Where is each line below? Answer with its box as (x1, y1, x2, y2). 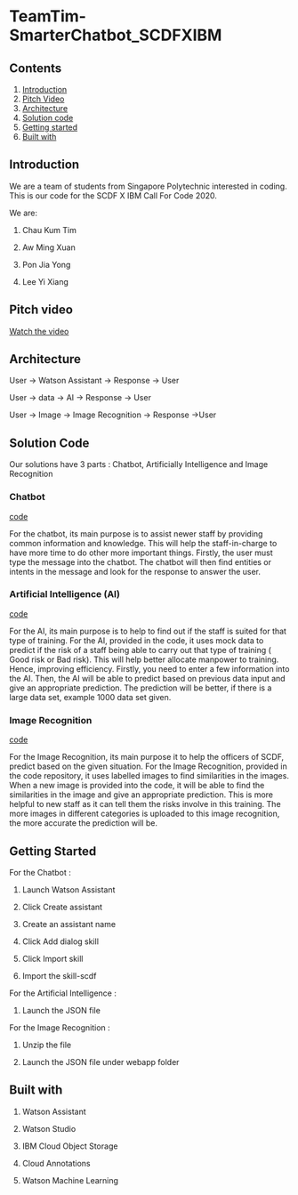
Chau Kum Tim (21, 224, 77, 235)
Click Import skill (21, 953, 84, 964)
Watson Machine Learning (21, 1175, 118, 1185)
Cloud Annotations (21, 1158, 91, 1168)
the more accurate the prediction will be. (9, 818, 158, 828)
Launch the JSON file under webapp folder (21, 1056, 180, 1067)
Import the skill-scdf (21, 970, 97, 981)
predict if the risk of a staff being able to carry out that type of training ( (9, 644, 271, 655)
